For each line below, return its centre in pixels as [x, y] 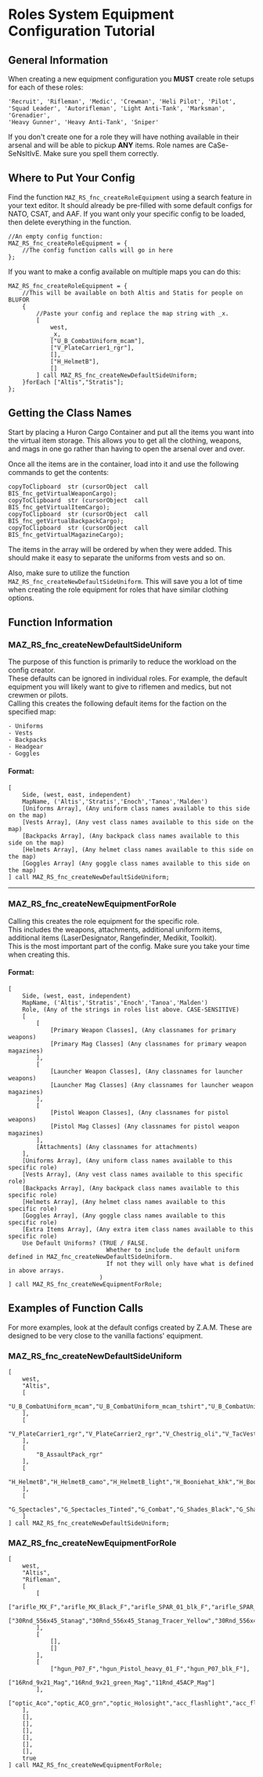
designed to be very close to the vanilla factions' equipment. [106, 1335]
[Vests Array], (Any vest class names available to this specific [133, 1175]
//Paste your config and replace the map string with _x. [133, 313]
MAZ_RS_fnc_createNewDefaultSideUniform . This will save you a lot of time [125, 581]
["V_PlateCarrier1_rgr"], [92, 348]
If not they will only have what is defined [180, 1264]
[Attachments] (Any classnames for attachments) [117, 1148]
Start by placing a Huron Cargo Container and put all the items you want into [131, 432]
